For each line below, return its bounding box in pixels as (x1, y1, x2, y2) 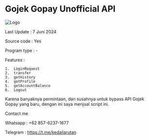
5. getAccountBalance (5, 83, 51, 88)
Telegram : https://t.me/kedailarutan (5, 129, 77, 135)
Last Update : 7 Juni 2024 (5, 29, 57, 34)
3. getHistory (5, 75, 36, 79)
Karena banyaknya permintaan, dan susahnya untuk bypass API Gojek (5, 96, 145, 102)
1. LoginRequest (5, 66, 40, 71)
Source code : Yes (5, 38, 41, 44)
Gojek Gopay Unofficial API (5, 3, 116, 15)
